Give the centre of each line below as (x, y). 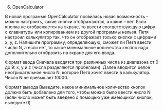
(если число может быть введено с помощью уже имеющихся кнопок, (79, 97)
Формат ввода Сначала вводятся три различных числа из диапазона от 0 (82, 62)
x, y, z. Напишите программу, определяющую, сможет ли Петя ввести (78, 42)
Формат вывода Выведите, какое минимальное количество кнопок (75, 87)
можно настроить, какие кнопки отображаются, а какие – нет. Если (75, 22)
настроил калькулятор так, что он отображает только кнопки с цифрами (81, 37)
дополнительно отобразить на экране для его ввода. (60, 53)
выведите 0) (18, 102)
